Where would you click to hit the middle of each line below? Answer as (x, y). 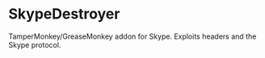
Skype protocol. (35, 44)
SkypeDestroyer (64, 14)
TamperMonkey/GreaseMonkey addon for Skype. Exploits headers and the (132, 36)
